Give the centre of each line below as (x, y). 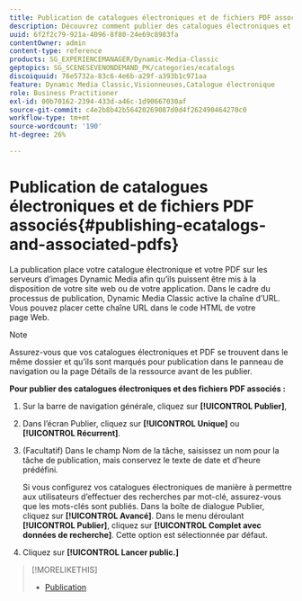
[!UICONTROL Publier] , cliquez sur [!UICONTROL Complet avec (142, 525)
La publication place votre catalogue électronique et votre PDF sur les (138, 269)
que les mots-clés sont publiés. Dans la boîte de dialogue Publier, (143, 506)
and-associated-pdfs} (94, 245)
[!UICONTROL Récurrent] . (71, 433)
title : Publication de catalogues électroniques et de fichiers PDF (140, 18)
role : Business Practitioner (64, 93)
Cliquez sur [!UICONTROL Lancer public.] (101, 552)
